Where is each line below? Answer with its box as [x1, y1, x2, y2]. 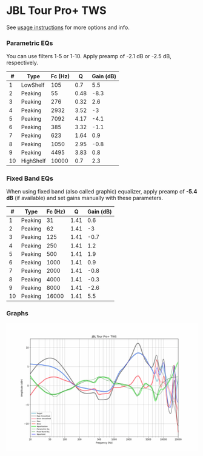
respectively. [6, 59, 38, 67]
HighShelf [21, 157, 46, 164]
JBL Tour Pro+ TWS [6, 4, 107, 18]
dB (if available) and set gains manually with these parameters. [6, 195, 164, 202]
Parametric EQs [6, 39, 53, 47]
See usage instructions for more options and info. [6, 24, 130, 31]
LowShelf [21, 81, 45, 89]
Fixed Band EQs [6, 174, 53, 183]
